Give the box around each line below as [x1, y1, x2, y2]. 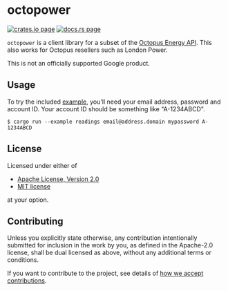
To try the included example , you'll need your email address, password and [7, 97, 221, 106]
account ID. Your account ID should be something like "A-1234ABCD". [7, 104, 205, 113]
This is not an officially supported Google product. [7, 59, 151, 67]
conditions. [7, 256, 39, 264]
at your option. [7, 196, 49, 204]
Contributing [7, 215, 64, 227]
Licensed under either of [7, 161, 77, 169]
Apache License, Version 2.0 [17, 175, 99, 183]
